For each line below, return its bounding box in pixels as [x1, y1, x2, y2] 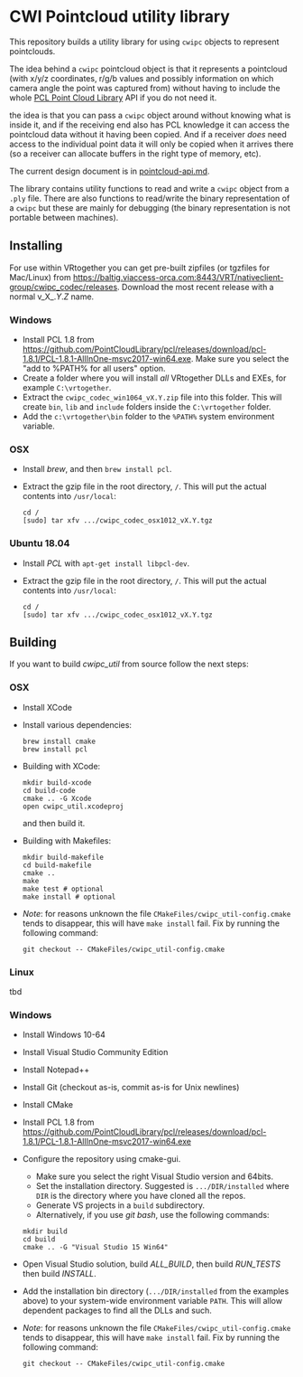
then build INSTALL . [22, 1269, 96, 1279]
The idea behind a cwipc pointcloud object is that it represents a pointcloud [9, 63, 288, 74]
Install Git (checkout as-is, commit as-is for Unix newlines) [22, 1082, 240, 1093]
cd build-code [22, 786, 76, 795]
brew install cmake [22, 737, 96, 746]
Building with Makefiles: [22, 835, 112, 846]
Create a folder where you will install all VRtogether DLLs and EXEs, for [22, 373, 287, 383]
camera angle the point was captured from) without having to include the [9, 82, 281, 93]
